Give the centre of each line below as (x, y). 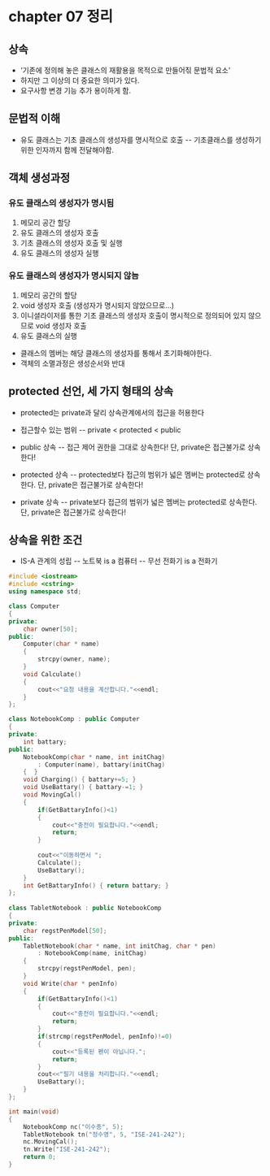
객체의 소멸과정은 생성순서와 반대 (72, 363)
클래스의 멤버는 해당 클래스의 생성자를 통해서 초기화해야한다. (116, 353)
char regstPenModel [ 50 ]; (65, 931)
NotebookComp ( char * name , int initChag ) (94, 757)
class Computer (34, 606)
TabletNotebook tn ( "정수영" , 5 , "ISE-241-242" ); (104, 1135)
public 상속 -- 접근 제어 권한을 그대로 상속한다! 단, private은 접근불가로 (133, 447)
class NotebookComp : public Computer (74, 719)
